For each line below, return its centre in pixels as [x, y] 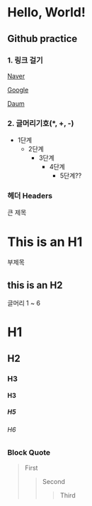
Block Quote [29, 452]
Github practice [42, 39]
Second [53, 482]
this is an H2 [35, 285]
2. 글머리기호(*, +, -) [41, 123]
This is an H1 [45, 242]
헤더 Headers [30, 196]
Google [18, 90]
